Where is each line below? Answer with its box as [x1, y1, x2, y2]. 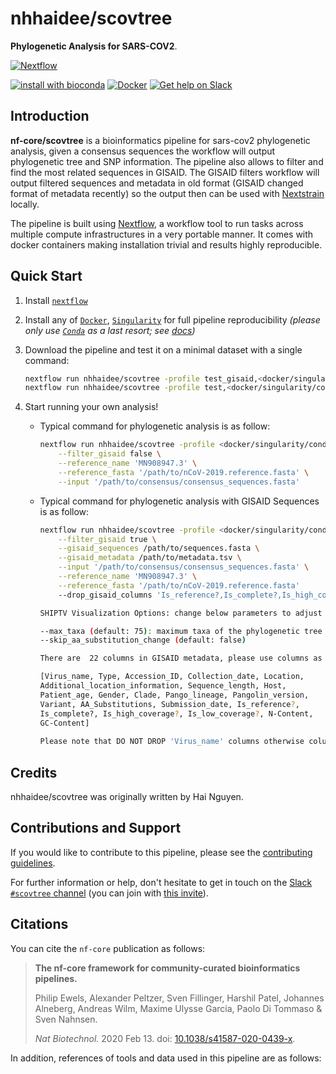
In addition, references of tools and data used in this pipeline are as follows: [10, 1052, 322, 1064]
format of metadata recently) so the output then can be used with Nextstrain [10, 187, 325, 199]
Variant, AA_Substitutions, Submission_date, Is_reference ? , [39, 699, 300, 709]
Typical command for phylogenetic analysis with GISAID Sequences [39, 495, 320, 507]
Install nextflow [24, 294, 88, 306]
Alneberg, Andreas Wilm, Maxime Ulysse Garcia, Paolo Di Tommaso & [34, 1002, 323, 1014]
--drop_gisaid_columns [58, 590, 153, 600]
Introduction [10, 108, 90, 125]
